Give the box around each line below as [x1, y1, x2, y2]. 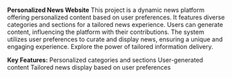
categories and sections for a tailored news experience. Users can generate [7, 21, 223, 28]
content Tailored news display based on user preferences [7, 64, 171, 71]
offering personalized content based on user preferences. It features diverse [7, 13, 225, 21]
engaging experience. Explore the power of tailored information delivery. [7, 43, 214, 50]
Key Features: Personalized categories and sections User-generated [7, 56, 204, 64]
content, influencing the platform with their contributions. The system [7, 28, 205, 36]
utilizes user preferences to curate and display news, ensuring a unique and [7, 35, 223, 43]
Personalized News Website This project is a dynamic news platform [7, 6, 205, 14]
